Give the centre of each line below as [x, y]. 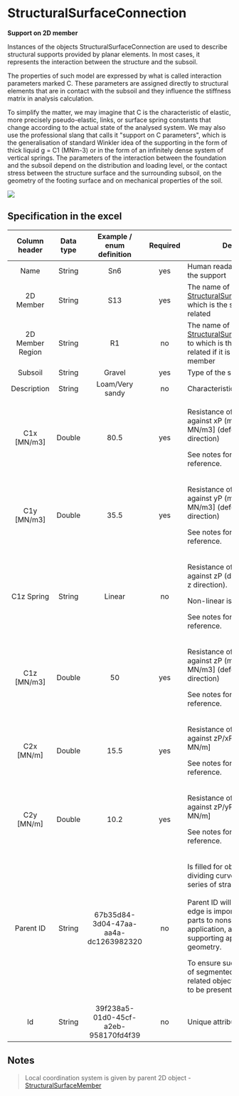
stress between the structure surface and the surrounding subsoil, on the [115, 173]
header [30, 250]
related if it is [209, 352]
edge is [200, 911]
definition [115, 254]
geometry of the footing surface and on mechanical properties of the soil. [115, 181]
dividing [201, 876]
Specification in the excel [65, 217]
